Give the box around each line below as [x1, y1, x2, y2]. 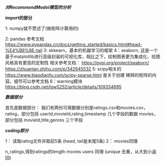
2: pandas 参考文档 [5, 36, 45, 42]
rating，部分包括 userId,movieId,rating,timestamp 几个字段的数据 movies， [5, 111, 158, 116]
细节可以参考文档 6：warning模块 [13, 78, 82, 84]
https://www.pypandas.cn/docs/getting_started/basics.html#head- [5, 42, 143, 47]
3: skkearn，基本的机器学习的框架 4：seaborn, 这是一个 [43, 48, 158, 53]
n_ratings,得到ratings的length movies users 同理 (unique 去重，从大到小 [5, 149, 153, 155]
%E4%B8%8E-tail [5, 48, 43, 53]
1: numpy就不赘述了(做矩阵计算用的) [5, 25, 79, 31]
